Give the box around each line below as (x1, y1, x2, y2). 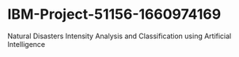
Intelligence (7, 39, 45, 48)
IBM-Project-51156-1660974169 (7, 5, 222, 23)
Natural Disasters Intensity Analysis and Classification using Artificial (7, 31, 232, 41)
